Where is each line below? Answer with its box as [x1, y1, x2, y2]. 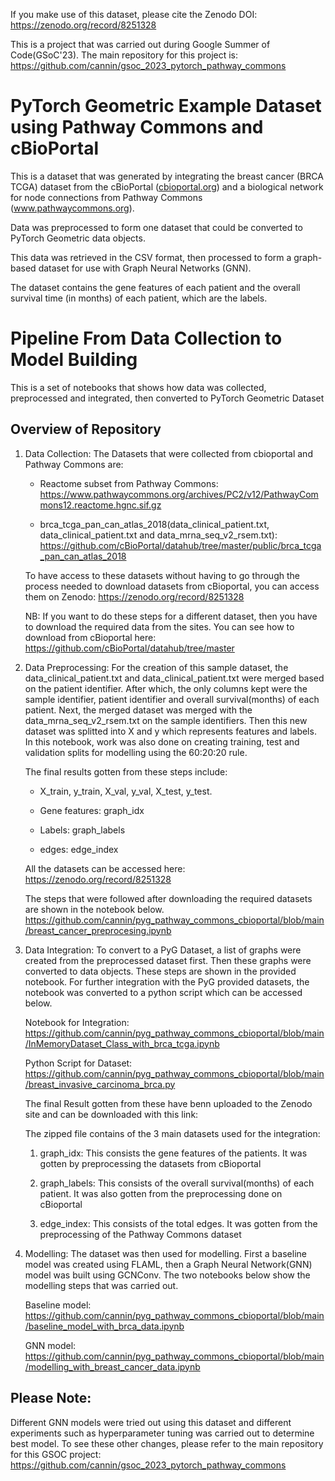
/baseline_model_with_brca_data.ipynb [24, 1320, 185, 1332]
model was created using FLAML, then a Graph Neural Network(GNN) [24, 1258, 313, 1270]
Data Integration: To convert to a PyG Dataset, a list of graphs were [24, 944, 302, 956]
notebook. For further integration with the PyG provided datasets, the [24, 975, 310, 988]
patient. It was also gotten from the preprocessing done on [39, 1187, 283, 1199]
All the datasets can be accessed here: [24, 862, 186, 874]
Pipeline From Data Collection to [10, 327, 283, 350]
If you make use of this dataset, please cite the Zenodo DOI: [10, 9, 258, 20]
